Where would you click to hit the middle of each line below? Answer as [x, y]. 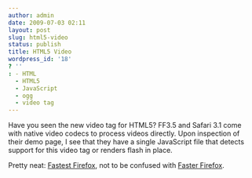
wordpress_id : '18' [40, 60]
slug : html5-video [38, 37]
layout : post [29, 30]
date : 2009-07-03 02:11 [47, 23]
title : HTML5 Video [40, 52]
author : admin [31, 15]
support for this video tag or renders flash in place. [90, 151]
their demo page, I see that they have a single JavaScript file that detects [126, 142]
